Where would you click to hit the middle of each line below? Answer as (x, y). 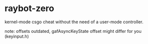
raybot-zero (29, 8)
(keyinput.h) (17, 36)
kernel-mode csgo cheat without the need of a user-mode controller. (74, 22)
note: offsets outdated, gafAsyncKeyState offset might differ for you (73, 31)
